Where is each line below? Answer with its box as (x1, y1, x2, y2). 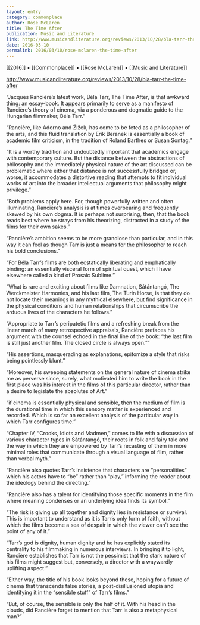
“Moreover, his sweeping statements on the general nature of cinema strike (6, 368, 191, 376)
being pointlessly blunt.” (6, 357, 65, 364)
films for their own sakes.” (6, 223, 70, 230)
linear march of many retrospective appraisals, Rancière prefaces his (6, 326, 175, 333)
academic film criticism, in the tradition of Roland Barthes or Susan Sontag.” (6, 137, 192, 144)
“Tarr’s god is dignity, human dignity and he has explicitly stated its (6, 539, 170, 546)
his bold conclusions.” (6, 247, 61, 254)
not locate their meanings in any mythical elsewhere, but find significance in (6, 296, 193, 303)
